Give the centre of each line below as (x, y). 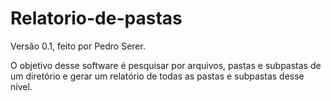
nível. (21, 86)
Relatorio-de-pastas (96, 18)
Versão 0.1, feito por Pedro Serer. (78, 46)
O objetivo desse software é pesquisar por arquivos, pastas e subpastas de (166, 65)
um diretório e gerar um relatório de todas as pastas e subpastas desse (157, 76)
